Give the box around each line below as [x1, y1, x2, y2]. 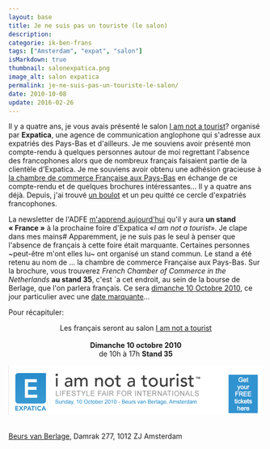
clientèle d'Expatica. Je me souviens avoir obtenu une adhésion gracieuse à [8, 164, 262, 174]
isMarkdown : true [8, 56, 67, 64]
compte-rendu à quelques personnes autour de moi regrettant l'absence [8, 147, 250, 157]
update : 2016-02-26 [8, 98, 74, 107]
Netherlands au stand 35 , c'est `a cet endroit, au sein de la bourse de [8, 275, 241, 285]
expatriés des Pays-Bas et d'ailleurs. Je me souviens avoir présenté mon [8, 138, 251, 149]
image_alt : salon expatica [8, 73, 99, 81]
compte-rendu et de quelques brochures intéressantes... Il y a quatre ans [8, 182, 252, 192]
